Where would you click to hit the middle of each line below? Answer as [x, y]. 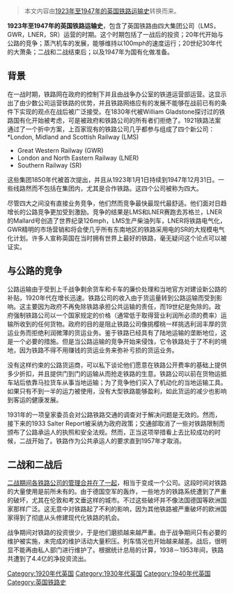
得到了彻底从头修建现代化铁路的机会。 [68, 518]
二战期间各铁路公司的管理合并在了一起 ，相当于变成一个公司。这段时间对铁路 [117, 483]
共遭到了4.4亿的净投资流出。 [49, 559]
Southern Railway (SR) [49, 165]
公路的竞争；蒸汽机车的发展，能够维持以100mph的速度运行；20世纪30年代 [115, 43]
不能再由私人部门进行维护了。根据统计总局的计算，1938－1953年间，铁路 [118, 550]
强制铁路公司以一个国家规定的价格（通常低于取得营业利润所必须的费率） [117, 315]
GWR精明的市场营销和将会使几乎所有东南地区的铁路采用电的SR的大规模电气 [116, 229]
